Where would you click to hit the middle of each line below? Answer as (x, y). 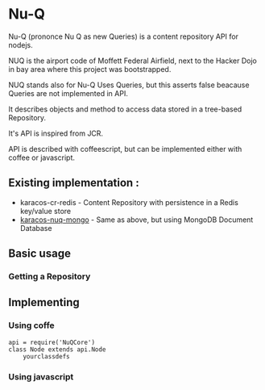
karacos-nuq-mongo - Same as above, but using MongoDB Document (137, 220)
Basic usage (39, 254)
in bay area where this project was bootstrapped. (90, 69)
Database (36, 228)
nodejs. (21, 44)
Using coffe (31, 325)
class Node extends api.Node (57, 349)
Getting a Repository (50, 277)
